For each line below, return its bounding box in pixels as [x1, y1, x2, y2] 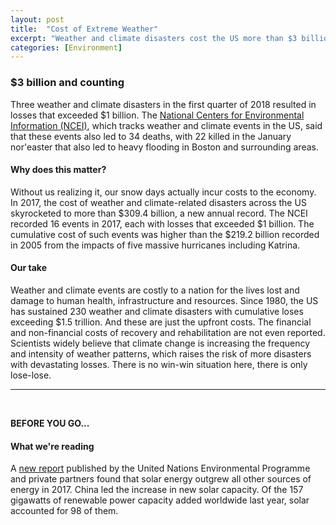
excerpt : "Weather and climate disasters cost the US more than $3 [10, 33, 298, 43]
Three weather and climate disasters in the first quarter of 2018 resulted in [10, 98, 317, 110]
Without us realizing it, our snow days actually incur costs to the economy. [10, 186, 317, 198]
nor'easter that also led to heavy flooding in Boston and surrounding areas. [10, 141, 319, 153]
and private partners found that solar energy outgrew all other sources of [10, 473, 312, 485]
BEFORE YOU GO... [10, 417, 90, 429]
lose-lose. [10, 369, 52, 381]
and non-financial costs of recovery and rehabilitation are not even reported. [10, 326, 326, 338]
